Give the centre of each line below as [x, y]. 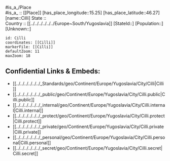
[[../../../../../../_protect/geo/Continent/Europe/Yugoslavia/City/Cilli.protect [89, 115]
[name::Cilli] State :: [26, 18]
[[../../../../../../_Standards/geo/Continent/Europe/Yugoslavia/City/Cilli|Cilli [88, 84]
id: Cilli [16, 38]
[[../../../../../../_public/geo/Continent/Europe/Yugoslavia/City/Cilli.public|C [89, 94]
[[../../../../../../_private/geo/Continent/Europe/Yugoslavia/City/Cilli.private [88, 127]
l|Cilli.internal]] [28, 110]
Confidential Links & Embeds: [53, 71]
